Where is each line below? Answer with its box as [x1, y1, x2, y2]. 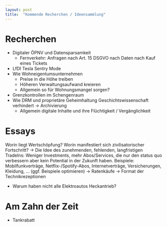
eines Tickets [19, 60, 47, 66]
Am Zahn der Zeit [5, 201, 79, 212]
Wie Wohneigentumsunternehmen [12, 71, 83, 77]
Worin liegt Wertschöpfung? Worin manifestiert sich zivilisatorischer [5, 142, 145, 148]
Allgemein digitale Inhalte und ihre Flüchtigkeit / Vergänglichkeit [19, 108, 151, 114]
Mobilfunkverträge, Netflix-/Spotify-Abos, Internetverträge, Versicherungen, [5, 163, 162, 169]
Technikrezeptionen [5, 174, 46, 180]
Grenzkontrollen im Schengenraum [12, 92, 84, 98]
